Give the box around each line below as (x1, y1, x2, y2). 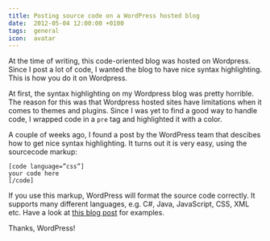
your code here (8, 170, 60, 178)
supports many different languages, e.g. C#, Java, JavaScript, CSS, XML (8, 199, 250, 209)
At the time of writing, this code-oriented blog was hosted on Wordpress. (8, 56, 251, 66)
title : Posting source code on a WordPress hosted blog (8, 11, 200, 20)
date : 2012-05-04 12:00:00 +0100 (8, 19, 125, 27)
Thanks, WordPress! (8, 223, 76, 233)
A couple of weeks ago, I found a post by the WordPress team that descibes (8, 130, 261, 140)
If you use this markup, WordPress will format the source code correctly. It (8, 190, 255, 201)
